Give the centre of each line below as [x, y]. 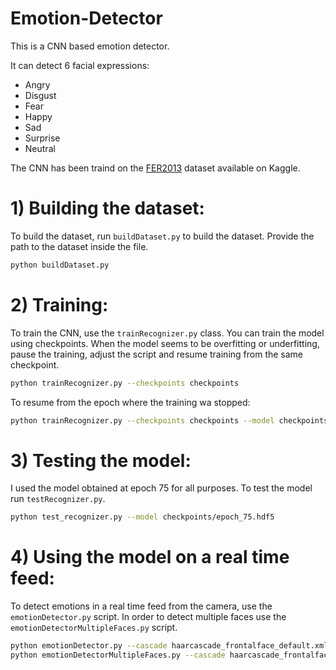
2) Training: [59, 304]
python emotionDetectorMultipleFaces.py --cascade [118, 655]
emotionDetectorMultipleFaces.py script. [94, 628]
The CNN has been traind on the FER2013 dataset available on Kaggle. [155, 168]
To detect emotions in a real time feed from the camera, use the [141, 606]
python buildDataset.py [60, 265]
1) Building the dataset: [107, 208]
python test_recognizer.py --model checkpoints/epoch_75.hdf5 [142, 517]
